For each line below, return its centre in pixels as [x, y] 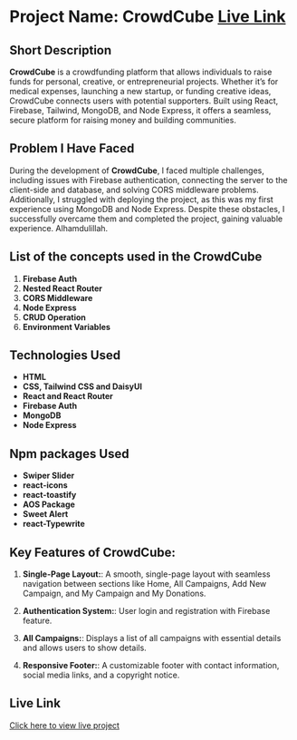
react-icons [45, 485]
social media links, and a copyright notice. [101, 675]
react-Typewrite [54, 524]
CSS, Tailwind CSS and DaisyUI [82, 386]
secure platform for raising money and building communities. [123, 120]
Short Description [61, 50]
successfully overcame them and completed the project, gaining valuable [146, 219]
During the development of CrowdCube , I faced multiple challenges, [137, 170]
